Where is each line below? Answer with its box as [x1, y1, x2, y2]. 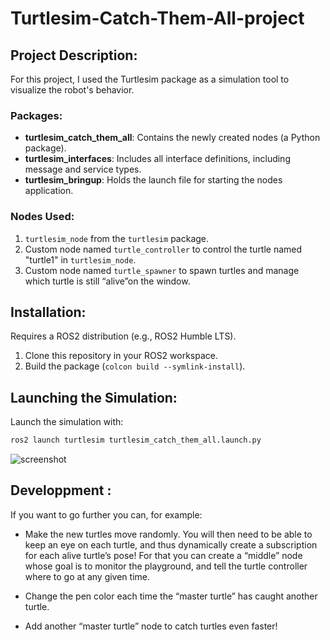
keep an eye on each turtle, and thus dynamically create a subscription [24, 538, 318, 551]
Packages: [10, 108, 63, 122]
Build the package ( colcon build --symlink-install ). [24, 360, 246, 372]
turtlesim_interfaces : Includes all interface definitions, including [24, 153, 291, 165]
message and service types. [24, 163, 142, 176]
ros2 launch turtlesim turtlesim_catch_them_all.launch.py [10, 435, 262, 446]
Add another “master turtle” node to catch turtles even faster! [24, 620, 278, 632]
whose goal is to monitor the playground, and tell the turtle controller [24, 560, 308, 572]
